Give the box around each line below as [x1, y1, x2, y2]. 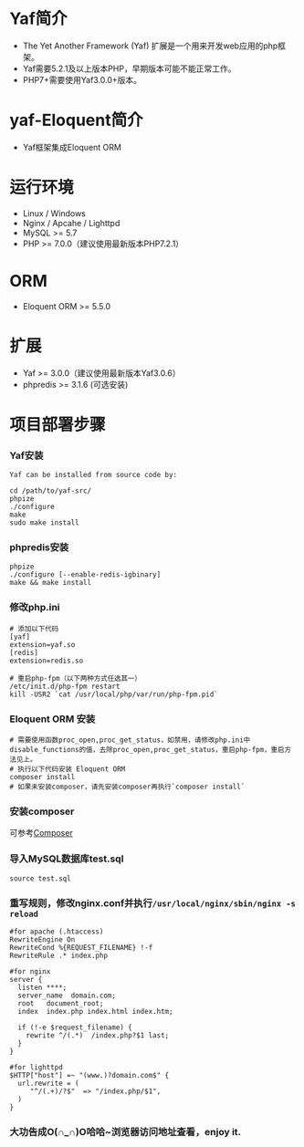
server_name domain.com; [17, 991, 117, 1000]
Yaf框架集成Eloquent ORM [22, 141, 121, 152]
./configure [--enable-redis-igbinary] [9, 570, 162, 579]
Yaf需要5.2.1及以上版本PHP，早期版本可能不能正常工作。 [22, 63, 236, 74]
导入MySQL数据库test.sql [9, 852, 124, 865]
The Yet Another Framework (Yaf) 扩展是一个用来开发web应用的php [22, 40, 278, 51]
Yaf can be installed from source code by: [9, 471, 178, 480]
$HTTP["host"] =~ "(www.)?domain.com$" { [9, 1070, 170, 1079]
